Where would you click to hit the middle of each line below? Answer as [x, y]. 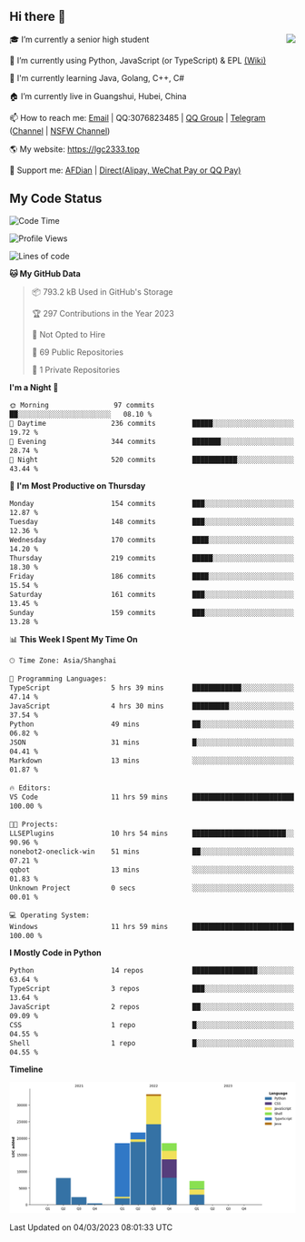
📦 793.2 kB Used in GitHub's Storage [103, 291]
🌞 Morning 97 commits [82, 405]
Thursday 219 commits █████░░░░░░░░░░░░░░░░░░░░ [152, 558]
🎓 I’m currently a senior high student [79, 39]
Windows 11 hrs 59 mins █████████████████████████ [152, 926]
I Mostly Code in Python [55, 953]
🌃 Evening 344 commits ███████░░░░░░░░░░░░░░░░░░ [152, 441]
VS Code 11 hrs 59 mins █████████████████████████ [152, 797]
